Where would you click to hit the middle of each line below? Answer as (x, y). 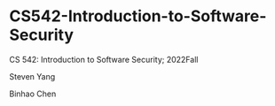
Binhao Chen (33, 94)
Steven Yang (32, 76)
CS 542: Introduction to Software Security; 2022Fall (104, 59)
